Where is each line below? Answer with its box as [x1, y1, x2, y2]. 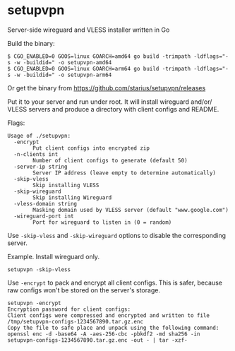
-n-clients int [13, 150, 59, 157]
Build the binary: [7, 39, 55, 47]
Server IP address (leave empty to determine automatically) [32, 169, 217, 177]
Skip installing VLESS [32, 182, 100, 189]
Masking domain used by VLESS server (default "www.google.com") [32, 206, 229, 213]
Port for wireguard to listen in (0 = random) [32, 218, 172, 226]
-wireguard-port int [13, 213, 74, 220]
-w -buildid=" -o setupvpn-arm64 [13, 71, 112, 78]
